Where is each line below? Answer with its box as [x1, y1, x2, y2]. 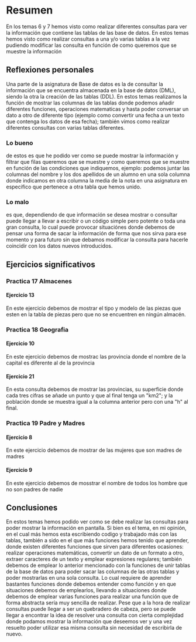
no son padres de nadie [6, 485, 63, 493]
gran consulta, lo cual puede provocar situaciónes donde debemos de [6, 224, 176, 231]
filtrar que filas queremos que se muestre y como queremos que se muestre [6, 158, 190, 165]
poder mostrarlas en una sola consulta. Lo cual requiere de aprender [6, 575, 171, 582]
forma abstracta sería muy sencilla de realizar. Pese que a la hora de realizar [6, 599, 191, 606]
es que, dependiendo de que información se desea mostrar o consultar [6, 211, 178, 218]
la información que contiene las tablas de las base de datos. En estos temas [6, 29, 189, 36]
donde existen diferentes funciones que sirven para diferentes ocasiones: [6, 543, 184, 550]
